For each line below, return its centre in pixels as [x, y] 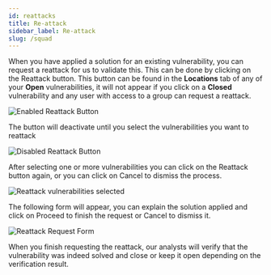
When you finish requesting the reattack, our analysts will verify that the [128, 247]
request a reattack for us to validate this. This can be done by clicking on [130, 70]
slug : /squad [30, 38]
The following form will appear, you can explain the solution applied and [128, 207]
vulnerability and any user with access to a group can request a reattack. [130, 96]
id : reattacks [32, 16]
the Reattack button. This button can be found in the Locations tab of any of [135, 78]
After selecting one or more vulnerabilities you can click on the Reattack [128, 167]
